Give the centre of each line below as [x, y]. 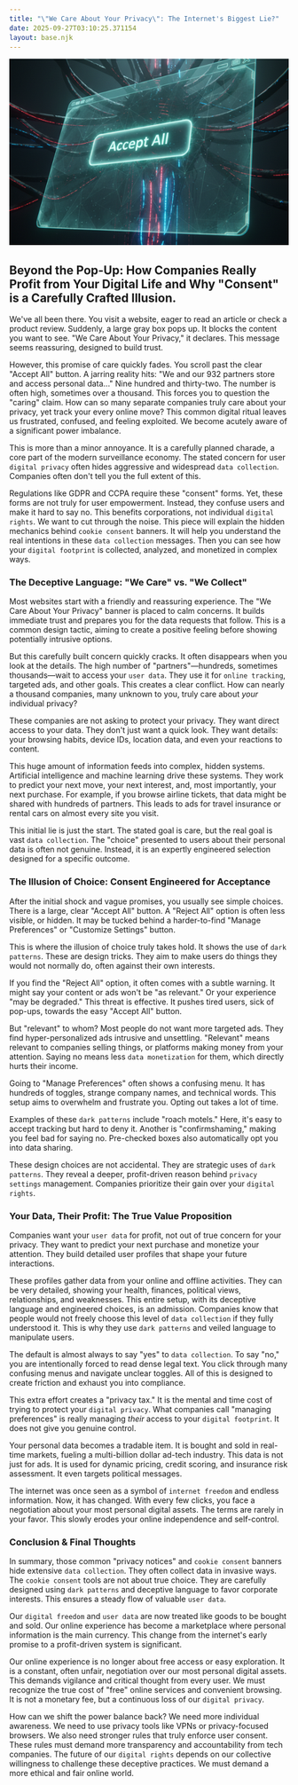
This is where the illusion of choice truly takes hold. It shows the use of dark [148, 947]
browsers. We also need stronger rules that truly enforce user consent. [139, 1735]
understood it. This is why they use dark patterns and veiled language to [143, 1328]
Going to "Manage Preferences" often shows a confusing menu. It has [137, 1083]
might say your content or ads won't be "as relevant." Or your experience [143, 992]
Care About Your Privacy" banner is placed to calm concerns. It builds [137, 611]
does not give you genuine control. [73, 1428]
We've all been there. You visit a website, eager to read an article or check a [148, 319]
